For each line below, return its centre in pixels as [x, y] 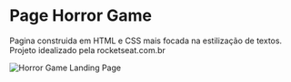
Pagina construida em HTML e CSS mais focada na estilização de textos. [146, 41]
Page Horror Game [81, 16]
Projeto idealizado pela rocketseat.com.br [88, 50]
